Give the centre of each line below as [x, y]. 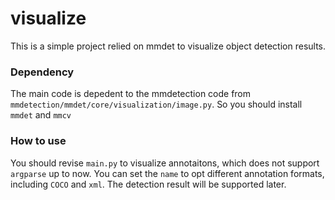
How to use [38, 141]
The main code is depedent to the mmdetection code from [131, 94]
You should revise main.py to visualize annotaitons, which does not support [165, 163]
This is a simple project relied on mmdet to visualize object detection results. [168, 46]
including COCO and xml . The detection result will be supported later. [148, 184]
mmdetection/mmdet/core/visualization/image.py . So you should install [156, 104]
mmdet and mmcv [41, 115]
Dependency [42, 72]
